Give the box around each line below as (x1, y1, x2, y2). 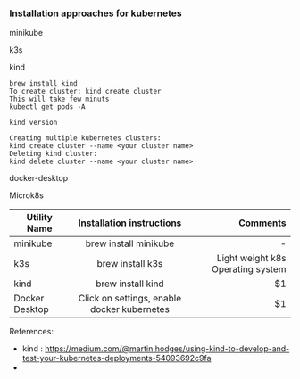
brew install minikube (85, 237, 175, 250)
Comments (237, 217, 287, 229)
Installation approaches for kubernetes (9, 7, 182, 20)
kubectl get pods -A (9, 103, 87, 111)
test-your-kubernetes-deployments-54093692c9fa (21, 353, 212, 364)
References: (9, 326, 54, 337)
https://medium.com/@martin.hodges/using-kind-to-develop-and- (44, 343, 290, 354)
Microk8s (9, 190, 45, 201)
